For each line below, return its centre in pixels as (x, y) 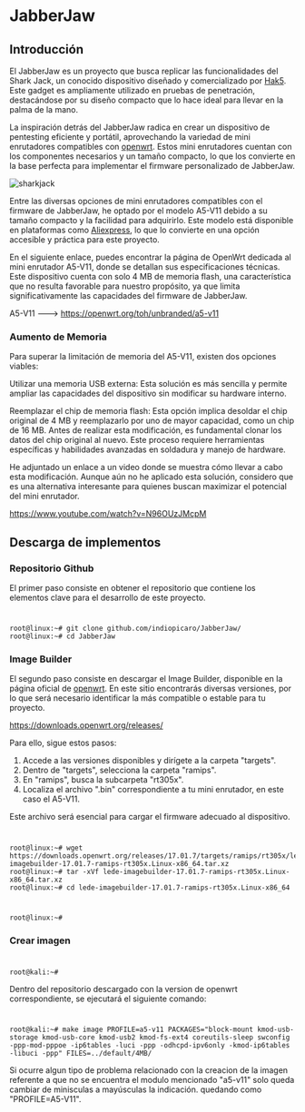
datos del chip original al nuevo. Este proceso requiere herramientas (137, 440)
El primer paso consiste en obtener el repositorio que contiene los (133, 587)
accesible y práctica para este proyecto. (85, 240)
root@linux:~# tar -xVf (54, 871)
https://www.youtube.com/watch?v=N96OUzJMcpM (108, 514)
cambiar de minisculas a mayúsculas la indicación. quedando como (136, 1089)
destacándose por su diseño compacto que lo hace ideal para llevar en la (147, 100)
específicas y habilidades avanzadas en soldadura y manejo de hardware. (148, 449)
